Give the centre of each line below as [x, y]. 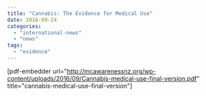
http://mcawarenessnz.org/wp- [111, 71]
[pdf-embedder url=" [37, 71]
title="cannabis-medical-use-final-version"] [70, 86]
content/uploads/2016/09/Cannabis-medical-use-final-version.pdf [102, 78]
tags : [15, 45]
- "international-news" [47, 33]
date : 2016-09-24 [32, 20]
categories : [24, 26]
